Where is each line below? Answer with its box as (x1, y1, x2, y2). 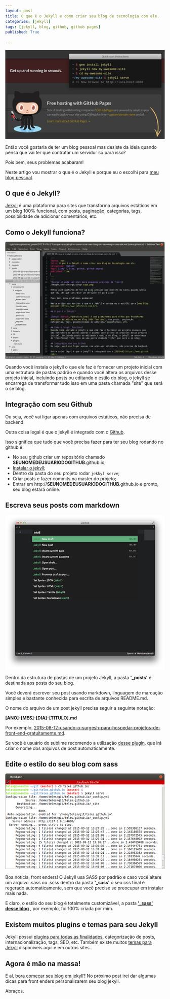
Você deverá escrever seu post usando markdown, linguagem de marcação (5, 689, 163, 695)
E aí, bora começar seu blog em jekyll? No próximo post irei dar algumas (5, 973, 156, 979)
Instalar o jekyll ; (12, 464, 46, 471)
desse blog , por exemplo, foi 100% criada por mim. (5, 906, 114, 912)
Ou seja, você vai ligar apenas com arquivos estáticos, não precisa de (5, 414, 151, 420)
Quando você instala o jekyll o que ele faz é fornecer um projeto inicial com (5, 364, 163, 370)
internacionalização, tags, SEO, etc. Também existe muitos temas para (5, 939, 152, 945)
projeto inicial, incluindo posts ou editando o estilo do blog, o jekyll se (5, 375, 150, 381)
